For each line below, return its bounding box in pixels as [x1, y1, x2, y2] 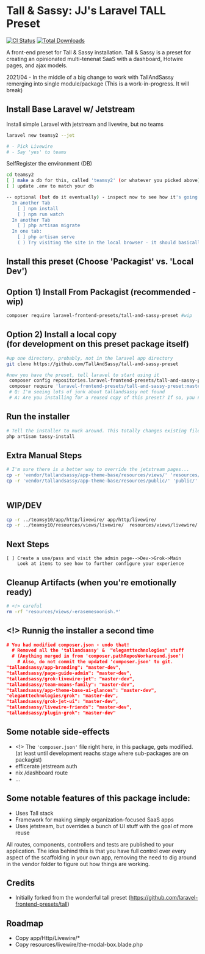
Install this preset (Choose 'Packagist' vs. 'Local [6, 257, 194, 267]
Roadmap [6, 918, 44, 928]
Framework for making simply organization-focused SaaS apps [15, 816, 174, 823]
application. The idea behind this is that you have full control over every [6, 847, 186, 854]
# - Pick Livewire [6, 143, 53, 150]
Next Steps [6, 539, 49, 550]
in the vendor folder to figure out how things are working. [6, 860, 151, 867]
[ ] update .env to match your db [6, 183, 95, 189]
